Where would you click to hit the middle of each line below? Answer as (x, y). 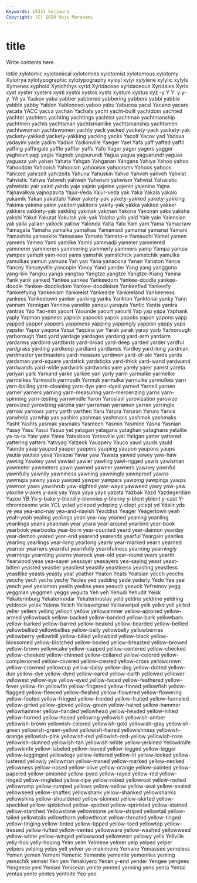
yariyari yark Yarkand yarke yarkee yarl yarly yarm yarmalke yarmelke (91, 374)
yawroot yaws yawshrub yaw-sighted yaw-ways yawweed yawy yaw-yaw (96, 487)
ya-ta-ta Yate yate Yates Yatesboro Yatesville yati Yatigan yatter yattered (94, 436)
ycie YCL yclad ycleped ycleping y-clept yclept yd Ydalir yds (112, 505)
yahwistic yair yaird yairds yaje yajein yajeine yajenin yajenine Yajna (88, 186)
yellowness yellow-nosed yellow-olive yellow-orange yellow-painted (89, 768)
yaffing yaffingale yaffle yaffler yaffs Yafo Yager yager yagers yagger (90, 149)
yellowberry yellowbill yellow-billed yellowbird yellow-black (78, 637)
